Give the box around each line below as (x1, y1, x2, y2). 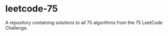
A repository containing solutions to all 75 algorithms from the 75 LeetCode (5, 19, 163, 25)
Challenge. (5, 24, 28, 30)
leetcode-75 (5, 3, 58, 14)
